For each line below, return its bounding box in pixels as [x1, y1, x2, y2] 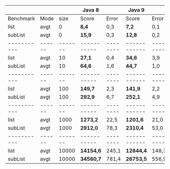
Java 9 [128, 7, 145, 13]
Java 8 [82, 7, 99, 13]
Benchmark [8, 15, 35, 22]
